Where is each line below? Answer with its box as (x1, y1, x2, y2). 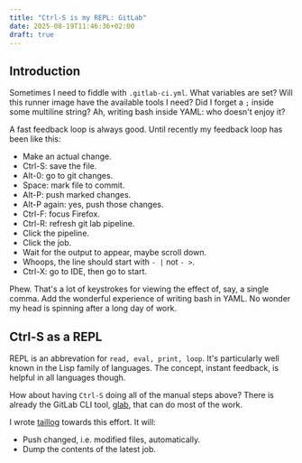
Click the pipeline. (22, 227, 90, 239)
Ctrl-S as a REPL (9, 329, 103, 344)
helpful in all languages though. (9, 372, 126, 383)
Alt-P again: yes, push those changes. (22, 199, 164, 210)
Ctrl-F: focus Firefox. (22, 208, 101, 219)
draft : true (9, 30, 54, 39)
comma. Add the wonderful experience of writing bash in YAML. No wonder (9, 293, 291, 304)
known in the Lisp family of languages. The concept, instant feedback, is (9, 363, 279, 373)
